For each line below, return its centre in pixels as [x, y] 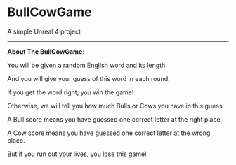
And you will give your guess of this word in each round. [88, 78]
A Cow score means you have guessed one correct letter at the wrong [109, 133]
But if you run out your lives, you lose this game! [77, 154]
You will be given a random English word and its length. [87, 65]
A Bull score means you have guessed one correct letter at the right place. [115, 119]
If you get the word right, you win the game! [71, 92]
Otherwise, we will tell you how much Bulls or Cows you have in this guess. [116, 106]
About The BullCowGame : [46, 51]
